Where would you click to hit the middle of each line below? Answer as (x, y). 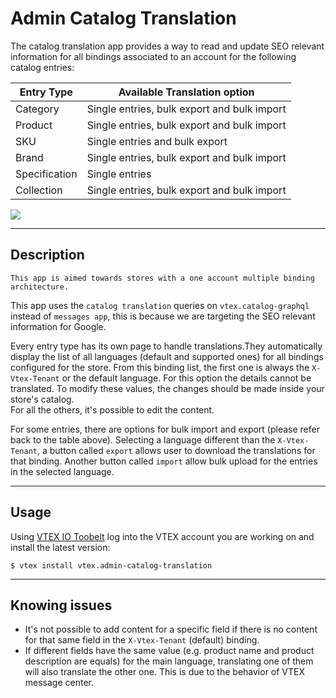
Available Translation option (186, 92)
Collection (39, 190)
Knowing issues (61, 605)
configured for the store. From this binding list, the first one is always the (160, 367)
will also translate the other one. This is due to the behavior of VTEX (165, 672)
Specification (46, 174)
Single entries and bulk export (157, 141)
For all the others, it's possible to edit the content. (112, 409)
